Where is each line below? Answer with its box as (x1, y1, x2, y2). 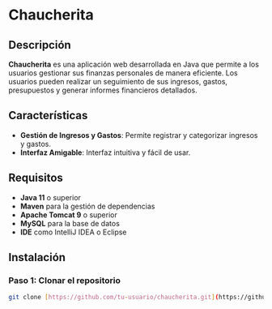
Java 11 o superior (19, 192, 81, 202)
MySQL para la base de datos (19, 218, 120, 228)
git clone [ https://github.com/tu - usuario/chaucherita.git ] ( (8, 294, 219, 302)
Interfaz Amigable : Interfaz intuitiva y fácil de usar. (19, 148, 191, 157)
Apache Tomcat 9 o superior (19, 209, 117, 220)
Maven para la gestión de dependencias (19, 201, 155, 211)
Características (8, 109, 88, 122)
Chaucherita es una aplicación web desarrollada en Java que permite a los (8, 59, 259, 69)
